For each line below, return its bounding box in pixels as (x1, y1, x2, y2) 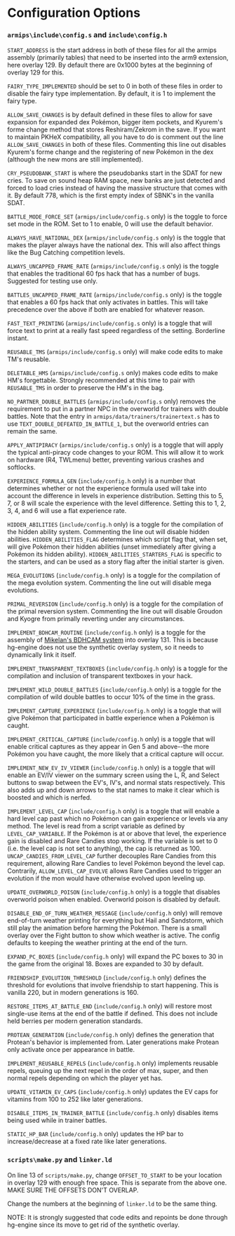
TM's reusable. (7, 355, 51, 363)
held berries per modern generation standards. (7, 1017, 143, 1025)
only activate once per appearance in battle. (7, 1046, 135, 1054)
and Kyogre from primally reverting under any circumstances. (7, 615, 185, 623)
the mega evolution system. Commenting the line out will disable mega (7, 578, 212, 587)
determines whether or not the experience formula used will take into (7, 484, 207, 493)
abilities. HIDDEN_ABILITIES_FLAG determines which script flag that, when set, (7, 535, 228, 544)
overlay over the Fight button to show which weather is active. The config (7, 931, 220, 939)
